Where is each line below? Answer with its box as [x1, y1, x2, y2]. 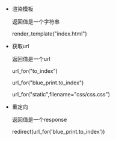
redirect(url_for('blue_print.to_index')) [11, 128, 105, 135]
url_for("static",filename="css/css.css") [11, 91, 110, 98]
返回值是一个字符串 [11, 18, 60, 25]
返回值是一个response [11, 116, 67, 123]
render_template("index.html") [11, 30, 87, 37]
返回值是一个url [11, 55, 50, 62]
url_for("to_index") [11, 67, 58, 74]
